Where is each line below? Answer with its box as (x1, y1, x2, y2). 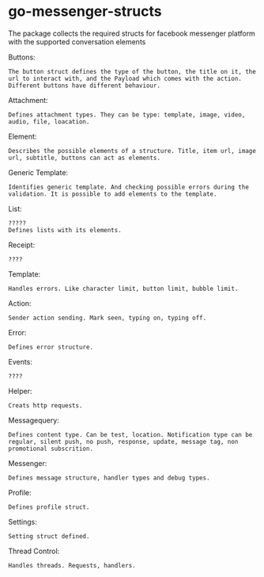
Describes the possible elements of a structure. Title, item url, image (8, 147, 257, 155)
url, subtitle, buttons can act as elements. (8, 154, 160, 162)
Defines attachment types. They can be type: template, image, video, (8, 110, 246, 119)
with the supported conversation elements (8, 36, 146, 46)
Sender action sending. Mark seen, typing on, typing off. (8, 314, 207, 322)
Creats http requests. (8, 401, 83, 410)
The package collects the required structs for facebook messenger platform (8, 29, 255, 38)
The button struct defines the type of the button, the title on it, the (8, 67, 257, 75)
